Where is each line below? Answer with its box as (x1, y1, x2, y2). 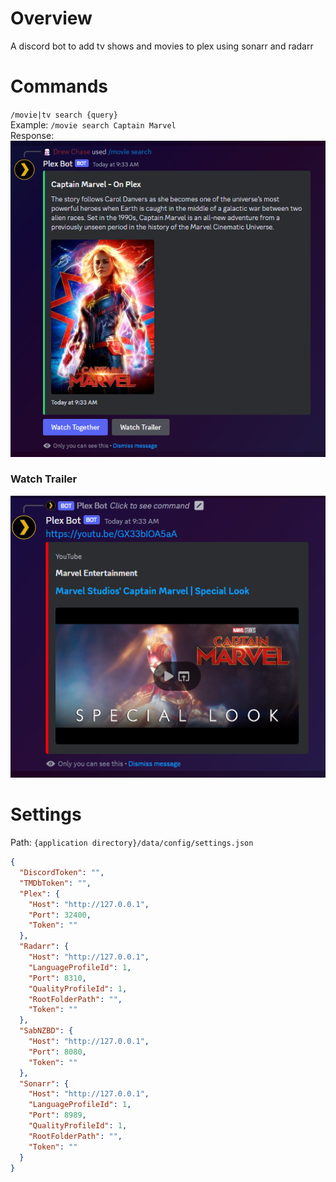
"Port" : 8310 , (28, 973, 87, 983)
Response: (10, 129, 55, 141)
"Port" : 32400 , (28, 910, 92, 920)
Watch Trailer (10, 472, 78, 486)
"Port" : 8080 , (28, 1047, 87, 1057)
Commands (10, 75, 109, 98)
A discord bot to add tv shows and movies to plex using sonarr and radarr (10, 40, 314, 52)
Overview (10, 7, 93, 30)
